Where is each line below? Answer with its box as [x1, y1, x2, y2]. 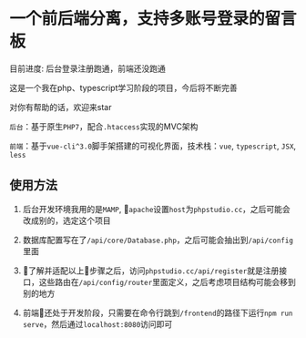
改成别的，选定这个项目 [22, 215, 111, 226]
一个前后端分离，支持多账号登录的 [9, 8, 266, 29]
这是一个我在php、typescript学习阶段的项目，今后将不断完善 [9, 82, 239, 93]
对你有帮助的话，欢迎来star [9, 101, 112, 112]
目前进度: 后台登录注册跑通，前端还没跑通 [9, 63, 166, 74]
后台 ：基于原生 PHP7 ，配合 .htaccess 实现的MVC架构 [9, 120, 199, 132]
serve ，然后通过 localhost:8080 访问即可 [22, 318, 173, 329]
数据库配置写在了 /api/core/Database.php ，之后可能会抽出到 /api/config [22, 234, 294, 245]
